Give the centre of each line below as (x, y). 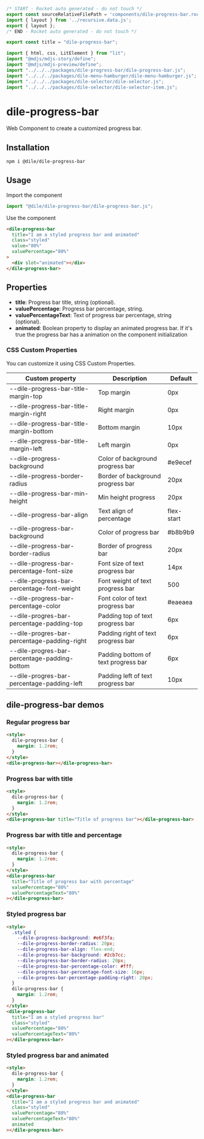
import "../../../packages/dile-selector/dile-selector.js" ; (85, 81)
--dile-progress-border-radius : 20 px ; (66, 944)
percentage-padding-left (46, 683)
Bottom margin (119, 427)
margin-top (26, 396)
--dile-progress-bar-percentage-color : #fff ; (76, 966)
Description (130, 378)
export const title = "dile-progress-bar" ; (62, 43)
